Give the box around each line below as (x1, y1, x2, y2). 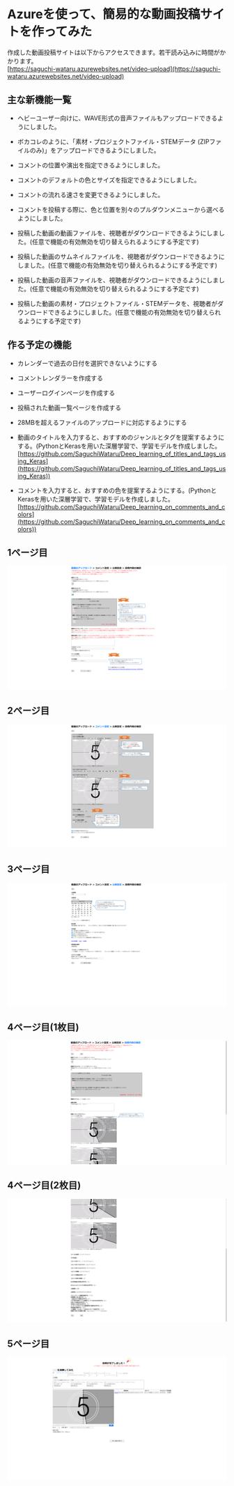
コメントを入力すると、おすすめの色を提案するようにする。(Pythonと (17, 486, 217, 495)
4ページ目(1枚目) (7, 1021, 79, 1033)
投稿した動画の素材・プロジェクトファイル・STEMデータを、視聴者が (17, 299, 218, 307)
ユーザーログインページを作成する (17, 388, 116, 397)
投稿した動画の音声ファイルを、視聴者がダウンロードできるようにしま (17, 276, 219, 284)
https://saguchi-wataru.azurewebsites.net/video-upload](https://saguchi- (9, 64, 221, 73)
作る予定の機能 (7, 339, 72, 351)
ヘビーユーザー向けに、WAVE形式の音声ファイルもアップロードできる (17, 114, 218, 122)
